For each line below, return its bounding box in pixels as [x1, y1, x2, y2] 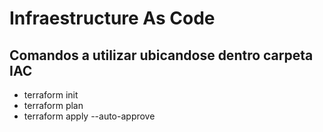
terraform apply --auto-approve [23, 110, 156, 122]
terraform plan [23, 100, 84, 111]
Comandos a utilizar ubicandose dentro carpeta [9, 47, 314, 64]
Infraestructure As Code [9, 7, 216, 30]
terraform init [23, 89, 79, 101]
